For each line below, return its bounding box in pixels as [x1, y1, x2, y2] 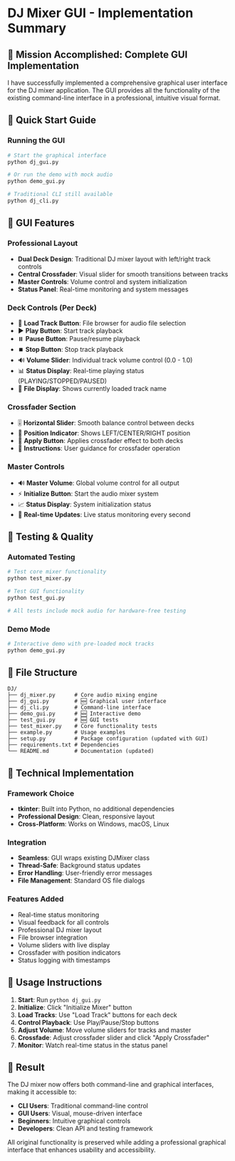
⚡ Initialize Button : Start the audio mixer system [17, 489, 159, 498]
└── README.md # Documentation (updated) [7, 748, 155, 755]
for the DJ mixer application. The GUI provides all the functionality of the [7, 86, 220, 94]
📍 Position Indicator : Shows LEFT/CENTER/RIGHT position [17, 429, 191, 437]
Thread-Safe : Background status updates [17, 861, 141, 870]
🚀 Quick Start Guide [7, 114, 96, 126]
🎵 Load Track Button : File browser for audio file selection [17, 318, 187, 327]
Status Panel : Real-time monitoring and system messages [17, 285, 189, 293]
